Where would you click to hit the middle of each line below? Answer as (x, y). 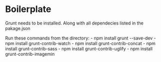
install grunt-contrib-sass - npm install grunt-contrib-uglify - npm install (79, 48)
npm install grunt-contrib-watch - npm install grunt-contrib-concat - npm (80, 43)
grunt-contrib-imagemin (30, 54)
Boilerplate (28, 9)
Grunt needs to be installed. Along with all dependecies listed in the (74, 23)
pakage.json (18, 28)
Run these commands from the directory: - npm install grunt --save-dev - (80, 38)
